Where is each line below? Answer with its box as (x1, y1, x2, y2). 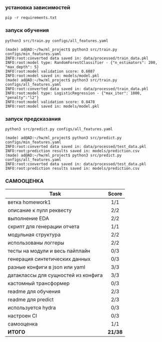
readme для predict (7, 296, 54, 303)
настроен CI (7, 313, 37, 320)
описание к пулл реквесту (7, 207, 72, 214)
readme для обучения (7, 288, 61, 295)
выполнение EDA (7, 215, 49, 222)
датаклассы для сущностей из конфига (7, 272, 103, 279)
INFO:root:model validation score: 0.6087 (5, 69, 95, 74)
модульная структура (7, 231, 61, 238)
